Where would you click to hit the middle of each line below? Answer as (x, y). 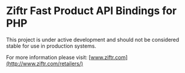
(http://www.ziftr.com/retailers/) (45, 64)
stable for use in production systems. (51, 46)
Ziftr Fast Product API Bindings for (91, 11)
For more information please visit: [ (49, 57)
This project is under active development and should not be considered (93, 39)
